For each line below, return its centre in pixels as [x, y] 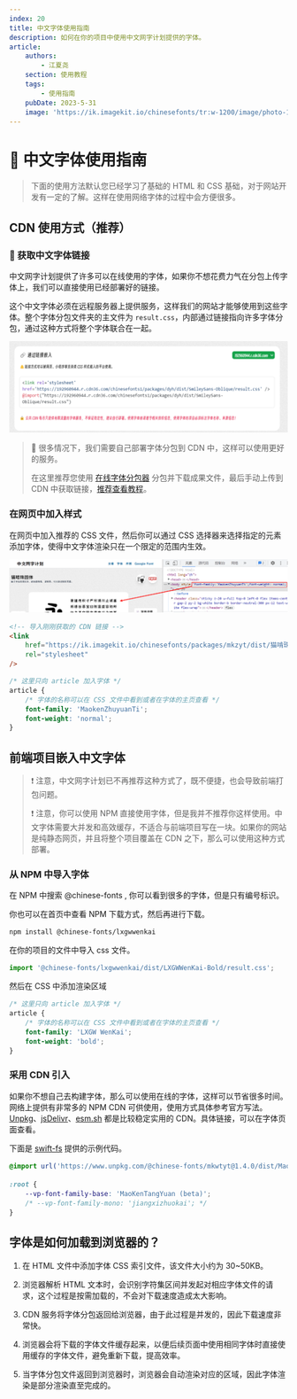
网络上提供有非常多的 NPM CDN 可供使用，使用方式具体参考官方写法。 [138, 1107]
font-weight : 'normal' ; [69, 719]
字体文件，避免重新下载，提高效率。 [119, 1355]
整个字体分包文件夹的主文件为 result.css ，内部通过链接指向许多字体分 [154, 317]
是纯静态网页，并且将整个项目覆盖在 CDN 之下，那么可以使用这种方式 [158, 838]
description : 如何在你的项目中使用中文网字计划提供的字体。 [107, 37]
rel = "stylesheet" [57, 655]
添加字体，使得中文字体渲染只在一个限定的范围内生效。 [110, 546]
